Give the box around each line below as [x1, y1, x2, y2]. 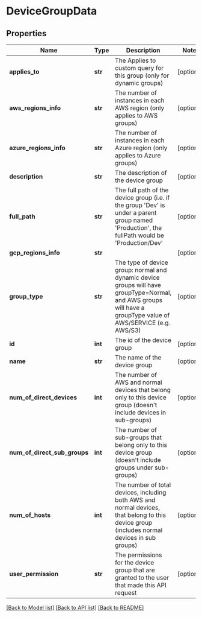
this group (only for [115, 71, 170, 80]
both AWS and [115, 496, 156, 504]
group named [115, 216, 153, 224]
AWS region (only [115, 104, 165, 112]
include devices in [115, 408, 167, 417]
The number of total [115, 481, 171, 489]
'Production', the [115, 224, 162, 232]
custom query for [115, 64, 164, 72]
